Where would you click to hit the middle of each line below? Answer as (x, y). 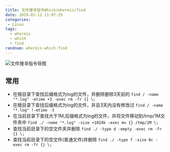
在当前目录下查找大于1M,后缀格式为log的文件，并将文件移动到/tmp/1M (87, 116)
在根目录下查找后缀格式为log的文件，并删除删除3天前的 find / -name (86, 94)
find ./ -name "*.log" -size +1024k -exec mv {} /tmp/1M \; (93, 123)
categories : (18, 19)
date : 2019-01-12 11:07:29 (34, 15)
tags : (11, 29)
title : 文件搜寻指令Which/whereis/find (46, 10)
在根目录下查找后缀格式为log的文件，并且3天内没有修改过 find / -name (88, 105)
